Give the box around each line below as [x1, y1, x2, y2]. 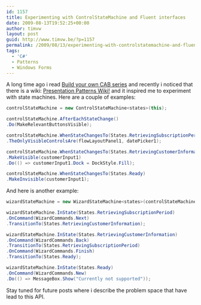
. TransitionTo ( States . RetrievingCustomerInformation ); [6, 221, 146, 227]
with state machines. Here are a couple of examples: [6, 93, 136, 101]
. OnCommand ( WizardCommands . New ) [6, 270, 87, 276]
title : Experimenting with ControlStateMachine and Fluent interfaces [6, 14, 186, 20]
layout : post [6, 31, 39, 37]
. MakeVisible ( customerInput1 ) [6, 154, 82, 161]
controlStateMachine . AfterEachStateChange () [6, 116, 119, 122]
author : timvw [6, 25, 42, 32]
